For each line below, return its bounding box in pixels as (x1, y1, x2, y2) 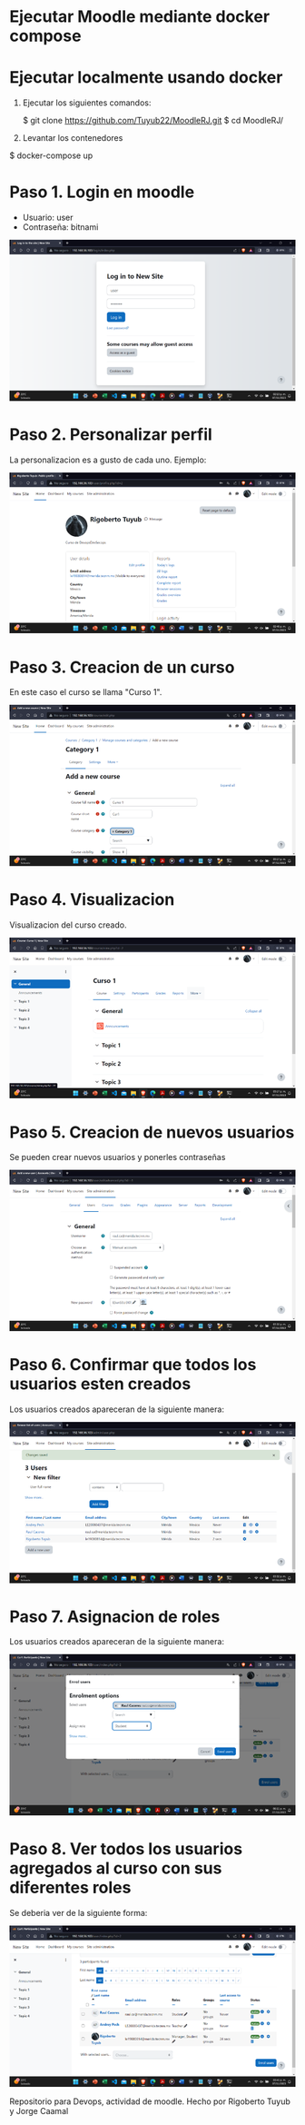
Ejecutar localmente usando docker (9, 67, 283, 88)
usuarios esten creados (9, 1374, 192, 1395)
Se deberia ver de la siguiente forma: (9, 1908, 148, 1919)
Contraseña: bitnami (22, 222, 99, 233)
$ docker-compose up (9, 150, 93, 161)
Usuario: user (22, 212, 74, 223)
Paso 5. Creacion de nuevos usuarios (9, 1122, 295, 1142)
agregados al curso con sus (9, 1858, 222, 1879)
